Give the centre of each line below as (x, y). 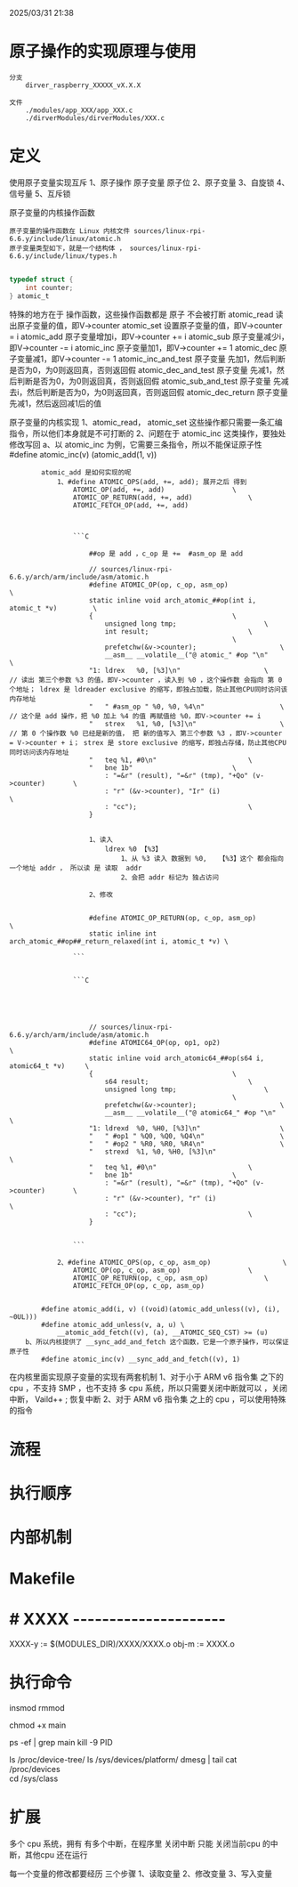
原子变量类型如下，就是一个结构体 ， (68, 248)
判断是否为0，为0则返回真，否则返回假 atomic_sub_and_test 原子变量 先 (149, 381)
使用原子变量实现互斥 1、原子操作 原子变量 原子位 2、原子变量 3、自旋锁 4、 (149, 182)
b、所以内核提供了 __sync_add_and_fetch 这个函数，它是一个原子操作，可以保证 (157, 1342)
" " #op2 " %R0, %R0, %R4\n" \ (186, 1144)
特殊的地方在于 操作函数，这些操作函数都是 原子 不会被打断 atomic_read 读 (146, 314)
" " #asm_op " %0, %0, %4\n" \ (186, 707)
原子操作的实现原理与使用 (103, 52)
